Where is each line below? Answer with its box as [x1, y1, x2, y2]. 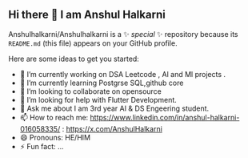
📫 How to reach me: [19, 112, 89, 122]
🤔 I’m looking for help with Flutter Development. [19, 95, 178, 104]
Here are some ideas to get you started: [8, 54, 140, 63]
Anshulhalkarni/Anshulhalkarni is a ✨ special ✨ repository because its [8, 29, 238, 38]
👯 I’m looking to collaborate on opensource [19, 86, 162, 96]
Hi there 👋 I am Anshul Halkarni [8, 8, 166, 22]
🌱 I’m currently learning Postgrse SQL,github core [19, 78, 184, 87]
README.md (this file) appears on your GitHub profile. [8, 38, 178, 48]
